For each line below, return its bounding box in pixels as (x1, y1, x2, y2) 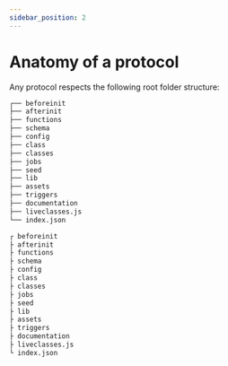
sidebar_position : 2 (9, 13, 87, 22)
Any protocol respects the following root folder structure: (9, 82, 220, 92)
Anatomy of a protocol (9, 51, 180, 72)
